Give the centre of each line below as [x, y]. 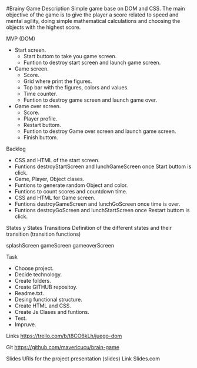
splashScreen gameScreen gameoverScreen [60, 245]
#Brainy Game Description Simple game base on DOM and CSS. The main [96, 9]
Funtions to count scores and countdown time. [71, 191]
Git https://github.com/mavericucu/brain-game [63, 347]
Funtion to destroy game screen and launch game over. [90, 100]
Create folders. [33, 281]
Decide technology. [38, 275]
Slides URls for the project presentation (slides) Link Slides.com [83, 359]
